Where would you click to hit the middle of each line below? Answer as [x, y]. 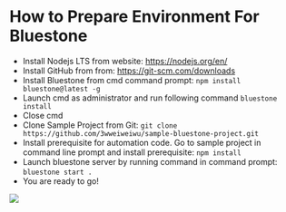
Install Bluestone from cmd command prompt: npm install [132, 80]
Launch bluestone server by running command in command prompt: [150, 161]
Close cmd [43, 115]
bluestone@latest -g [61, 89]
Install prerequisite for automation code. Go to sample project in [142, 142]
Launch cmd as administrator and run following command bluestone [150, 98]
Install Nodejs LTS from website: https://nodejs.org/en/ [125, 61]
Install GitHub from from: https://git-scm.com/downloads [129, 71]
